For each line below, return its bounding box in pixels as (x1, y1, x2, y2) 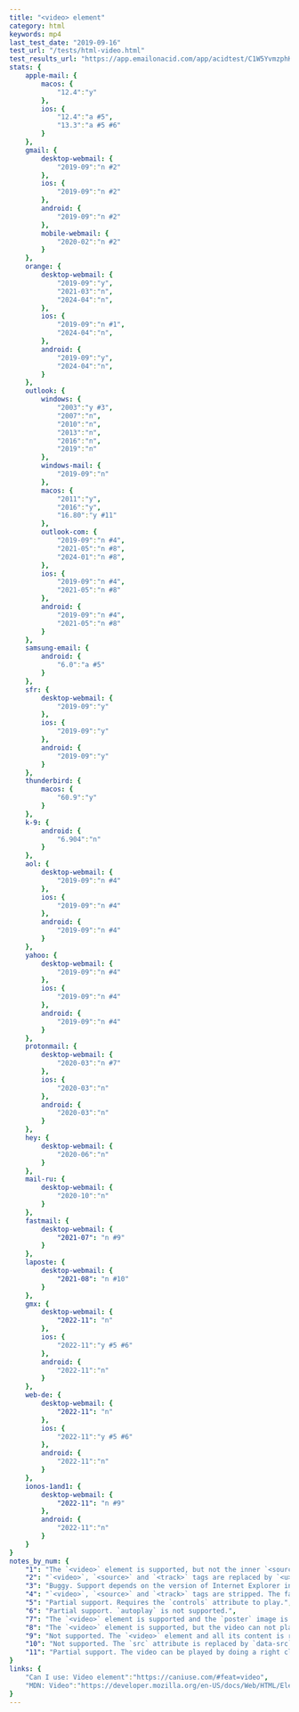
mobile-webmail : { (41, 229, 109, 237)
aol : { (25, 860, 50, 868)
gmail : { (25, 145, 58, 154)
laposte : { (25, 1258, 66, 1267)
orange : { (25, 262, 62, 271)
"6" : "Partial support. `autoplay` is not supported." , (25, 1606, 238, 1616)
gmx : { (25, 1300, 50, 1309)
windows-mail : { (41, 461, 101, 470)
